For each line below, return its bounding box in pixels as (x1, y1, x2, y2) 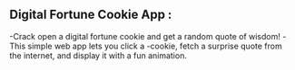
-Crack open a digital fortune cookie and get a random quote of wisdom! (9, 31, 281, 41)
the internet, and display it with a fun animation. (9, 49, 188, 61)
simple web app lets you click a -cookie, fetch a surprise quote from (27, 40, 283, 51)
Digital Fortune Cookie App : (9, 7, 172, 22)
